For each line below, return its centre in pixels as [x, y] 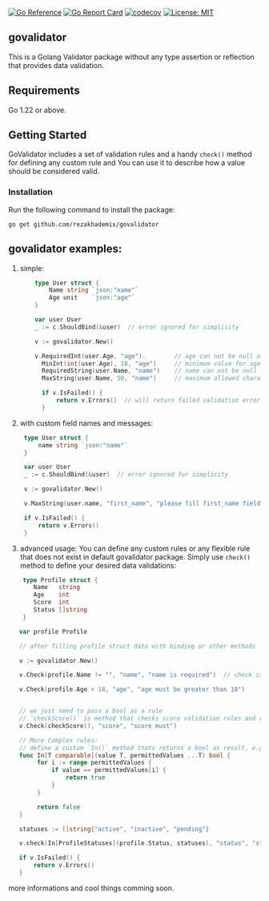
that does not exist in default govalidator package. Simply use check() [135, 556]
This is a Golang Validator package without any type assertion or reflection [131, 57]
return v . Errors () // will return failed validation [147, 401]
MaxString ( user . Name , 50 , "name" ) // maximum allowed [140, 378]
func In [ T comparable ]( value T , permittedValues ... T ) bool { [125, 755]
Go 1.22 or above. [37, 110]
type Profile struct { [60, 580]
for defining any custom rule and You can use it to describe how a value [127, 163]
